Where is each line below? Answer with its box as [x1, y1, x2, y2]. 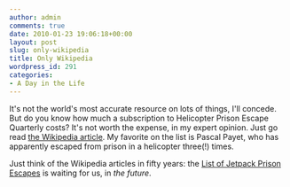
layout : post [9, 37, 58, 47]
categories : [9, 71, 53, 80]
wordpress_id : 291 [9, 63, 77, 72]
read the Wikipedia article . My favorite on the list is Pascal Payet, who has [9, 131, 279, 142]
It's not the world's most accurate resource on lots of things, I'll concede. [9, 103, 277, 113]
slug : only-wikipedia [9, 46, 90, 55]
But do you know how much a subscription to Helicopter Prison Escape [9, 113, 269, 123]
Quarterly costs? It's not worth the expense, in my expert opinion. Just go [9, 121, 278, 133]
